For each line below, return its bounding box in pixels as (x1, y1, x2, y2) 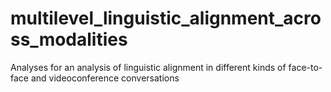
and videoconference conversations (30, 72, 180, 84)
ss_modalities (10, 28, 128, 51)
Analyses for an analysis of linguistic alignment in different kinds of (10, 61, 287, 73)
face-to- (288, 61, 323, 73)
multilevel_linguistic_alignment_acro (10, 7, 322, 30)
